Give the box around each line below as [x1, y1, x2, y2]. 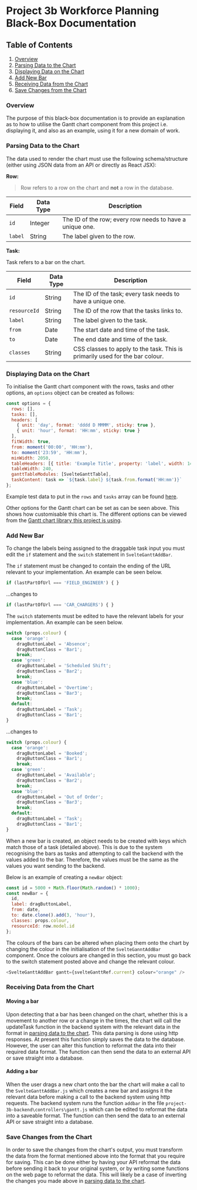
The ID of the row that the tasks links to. [73, 306, 183, 315]
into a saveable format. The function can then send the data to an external [6, 1112, 185, 1119]
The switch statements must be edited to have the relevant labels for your [6, 612, 184, 620]
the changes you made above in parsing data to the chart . [6, 1178, 146, 1185]
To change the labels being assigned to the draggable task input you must [6, 545, 185, 552]
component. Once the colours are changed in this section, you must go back [6, 952, 191, 959]
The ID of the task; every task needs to [73, 289, 180, 297]
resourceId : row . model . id [11, 923, 75, 929]
